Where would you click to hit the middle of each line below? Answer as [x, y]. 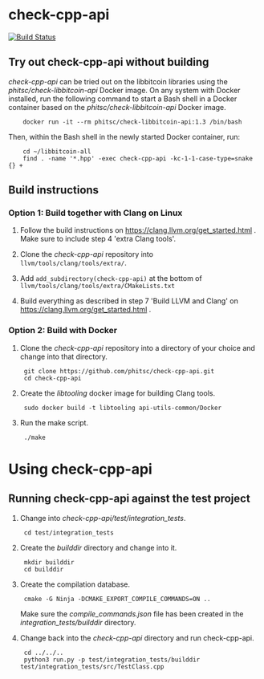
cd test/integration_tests [69, 533]
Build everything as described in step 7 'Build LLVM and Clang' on [129, 301]
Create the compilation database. [75, 584]
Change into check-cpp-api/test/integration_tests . [103, 518]
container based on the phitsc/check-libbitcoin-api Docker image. [117, 107]
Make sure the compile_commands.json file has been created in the [132, 614]
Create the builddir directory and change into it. [98, 547]
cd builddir [44, 569]
